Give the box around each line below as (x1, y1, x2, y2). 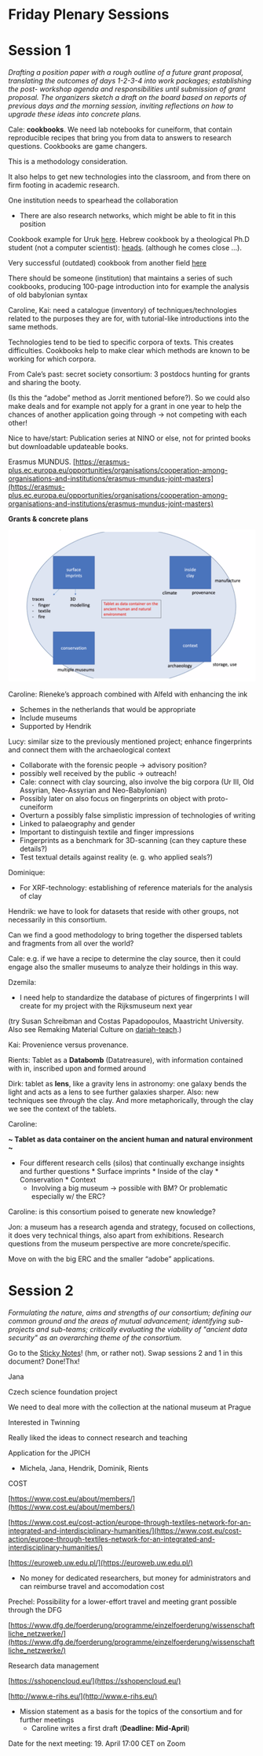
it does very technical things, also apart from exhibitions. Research (8, 1231, 224, 1240)
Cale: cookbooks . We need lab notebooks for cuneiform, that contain (8, 124, 233, 135)
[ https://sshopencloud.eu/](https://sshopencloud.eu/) (8, 1676, 181, 1685)
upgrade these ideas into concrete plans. (8, 110, 141, 119)
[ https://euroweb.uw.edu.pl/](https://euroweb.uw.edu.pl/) (8, 1557, 194, 1567)
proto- (207, 793, 229, 803)
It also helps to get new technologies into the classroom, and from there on (8, 172, 251, 182)
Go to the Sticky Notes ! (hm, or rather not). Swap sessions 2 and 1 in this (8, 1348, 243, 1357)
